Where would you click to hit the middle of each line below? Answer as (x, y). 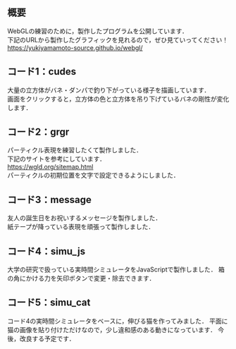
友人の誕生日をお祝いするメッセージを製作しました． (85, 218)
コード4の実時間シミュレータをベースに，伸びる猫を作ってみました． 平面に (118, 321)
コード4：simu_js (46, 251)
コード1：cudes (42, 72)
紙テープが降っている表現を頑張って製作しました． (81, 227)
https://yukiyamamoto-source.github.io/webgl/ (75, 47)
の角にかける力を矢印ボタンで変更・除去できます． (81, 278)
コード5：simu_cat (49, 303)
